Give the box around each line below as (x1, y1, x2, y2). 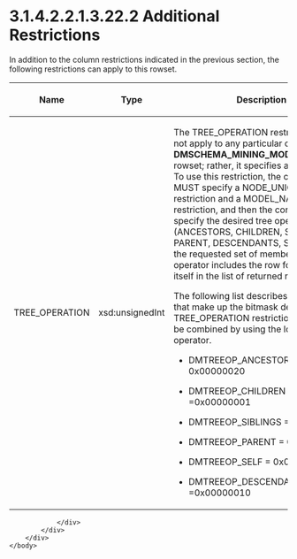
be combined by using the (173, 323, 282, 335)
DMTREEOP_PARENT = (188, 435, 285, 448)
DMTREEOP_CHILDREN (188, 385, 286, 397)
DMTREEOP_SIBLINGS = (188, 416, 290, 428)
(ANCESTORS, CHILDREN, (173, 226, 283, 238)
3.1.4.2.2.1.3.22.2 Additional (9, 6, 220, 27)
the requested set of (173, 248, 258, 260)
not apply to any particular (173, 137, 283, 149)
